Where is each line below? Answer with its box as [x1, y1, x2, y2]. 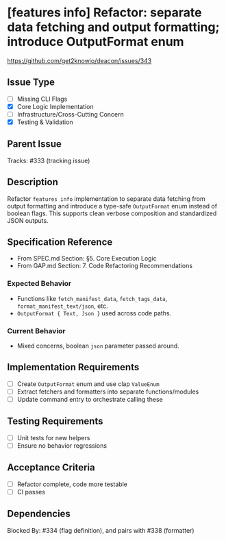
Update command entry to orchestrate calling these [16, 395, 163, 403]
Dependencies [7, 508, 71, 520]
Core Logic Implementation [16, 102, 94, 110]
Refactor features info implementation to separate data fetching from [7, 194, 205, 203]
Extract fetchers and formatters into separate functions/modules [16, 387, 199, 396]
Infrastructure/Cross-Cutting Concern [16, 110, 125, 118]
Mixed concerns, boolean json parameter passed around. [16, 341, 179, 350]
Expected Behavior [7, 279, 72, 289]
